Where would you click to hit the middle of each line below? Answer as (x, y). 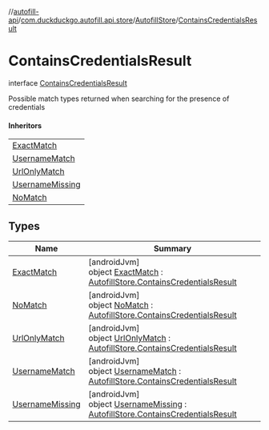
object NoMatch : (121, 305)
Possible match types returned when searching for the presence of (119, 98)
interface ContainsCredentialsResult (68, 82)
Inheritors (25, 125)
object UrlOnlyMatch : (129, 338)
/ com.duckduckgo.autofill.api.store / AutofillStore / (98, 20)
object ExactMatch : (126, 271)
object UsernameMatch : (135, 371)
